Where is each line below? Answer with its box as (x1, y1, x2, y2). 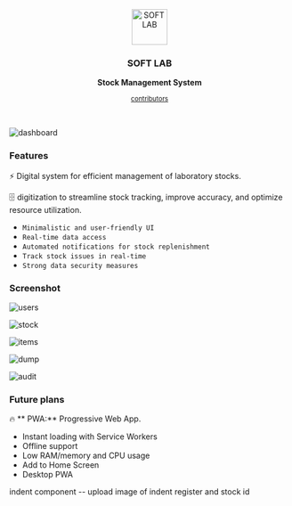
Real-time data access (21, 233, 107, 241)
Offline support (21, 441, 78, 452)
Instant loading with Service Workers (21, 431, 158, 442)
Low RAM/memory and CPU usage (21, 450, 150, 461)
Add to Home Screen (21, 460, 100, 470)
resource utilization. (9, 204, 82, 215)
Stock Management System (97, 78, 202, 88)
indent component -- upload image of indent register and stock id (9, 486, 250, 497)
